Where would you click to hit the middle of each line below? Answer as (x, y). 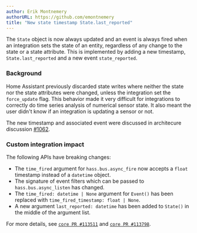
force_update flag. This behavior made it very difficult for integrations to (93, 99)
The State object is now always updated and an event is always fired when (97, 40)
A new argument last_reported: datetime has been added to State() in (102, 206)
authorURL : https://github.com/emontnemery (60, 17)
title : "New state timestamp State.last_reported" (69, 22)
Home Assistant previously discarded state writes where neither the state (95, 86)
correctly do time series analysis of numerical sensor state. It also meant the (99, 105)
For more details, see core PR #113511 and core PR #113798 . (79, 224)
